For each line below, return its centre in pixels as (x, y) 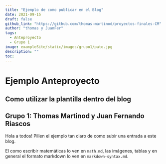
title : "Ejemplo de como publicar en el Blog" (54, 10)
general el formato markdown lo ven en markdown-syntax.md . (67, 156)
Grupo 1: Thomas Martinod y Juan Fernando (75, 116)
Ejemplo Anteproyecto (52, 81)
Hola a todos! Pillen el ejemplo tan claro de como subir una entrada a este (81, 136)
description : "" (22, 51)
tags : (11, 33)
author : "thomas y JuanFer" (34, 28)
